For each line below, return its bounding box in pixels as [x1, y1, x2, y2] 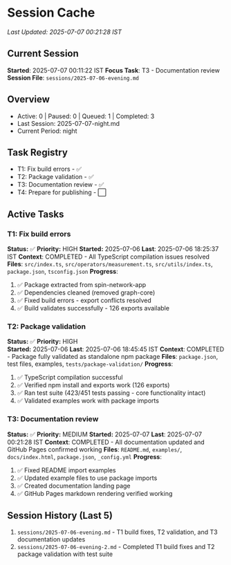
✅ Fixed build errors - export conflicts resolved [17, 296, 152, 305]
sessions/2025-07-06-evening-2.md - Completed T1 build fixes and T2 [17, 543, 215, 551]
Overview [7, 93, 50, 105]
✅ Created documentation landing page [17, 481, 131, 490]
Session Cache [7, 5, 95, 21]
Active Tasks [7, 208, 64, 220]
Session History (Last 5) [7, 510, 113, 521]
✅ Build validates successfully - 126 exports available [17, 304, 169, 313]
